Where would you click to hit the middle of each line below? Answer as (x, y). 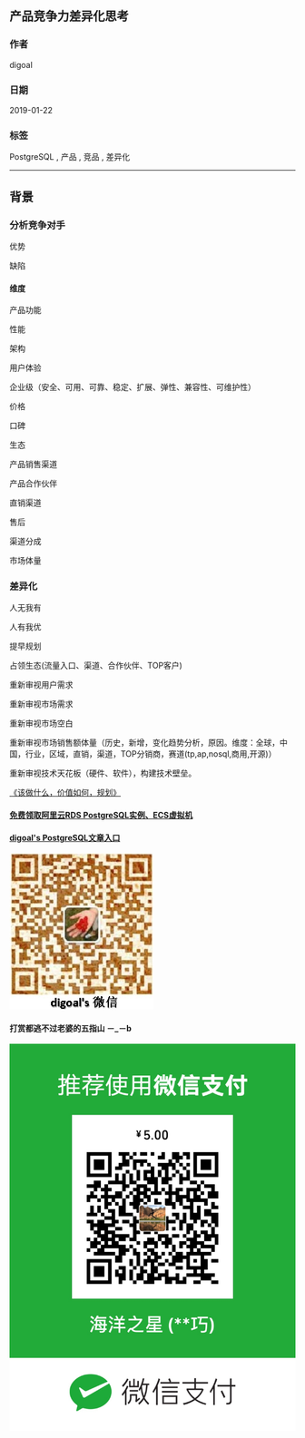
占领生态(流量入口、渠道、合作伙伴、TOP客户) (96, 666)
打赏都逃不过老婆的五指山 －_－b (70, 1028)
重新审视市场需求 (41, 704)
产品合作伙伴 (33, 484)
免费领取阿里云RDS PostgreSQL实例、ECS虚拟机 (101, 816)
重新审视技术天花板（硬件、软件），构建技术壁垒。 (103, 773)
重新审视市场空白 (41, 723)
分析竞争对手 (38, 225)
